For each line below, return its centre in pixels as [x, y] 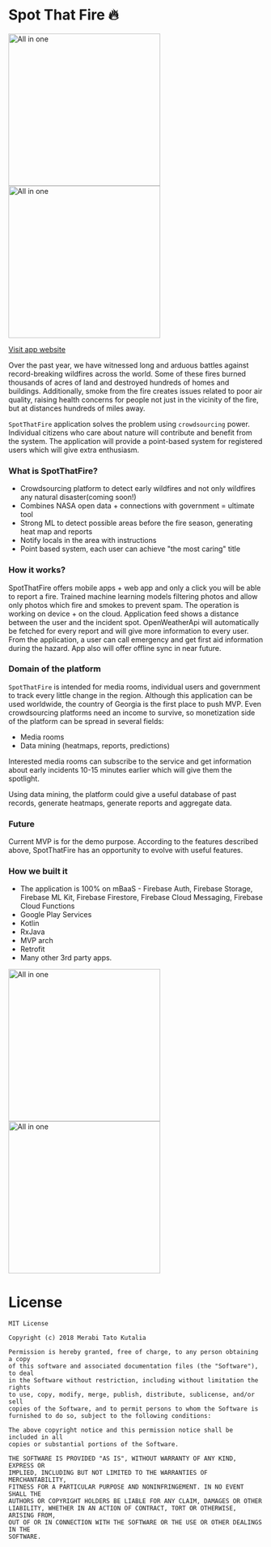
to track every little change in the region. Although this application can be [131, 695]
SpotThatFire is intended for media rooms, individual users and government [134, 687]
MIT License [28, 1324]
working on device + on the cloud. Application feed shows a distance [124, 614]
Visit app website [37, 349]
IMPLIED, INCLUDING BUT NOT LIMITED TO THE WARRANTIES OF [108, 1473]
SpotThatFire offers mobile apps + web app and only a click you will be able [135, 588]
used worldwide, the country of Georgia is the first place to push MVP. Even [135, 704]
